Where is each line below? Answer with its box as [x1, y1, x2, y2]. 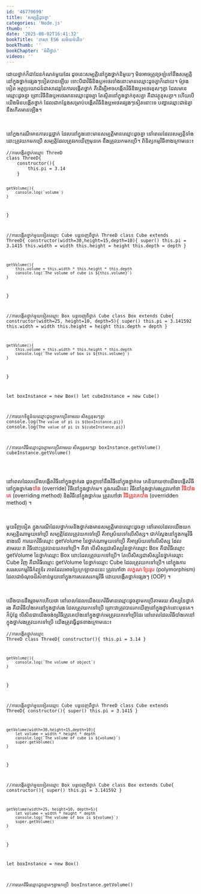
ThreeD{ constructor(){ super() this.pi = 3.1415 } [6, 707, 138, 714]
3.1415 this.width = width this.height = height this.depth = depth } [6, 243, 187, 249]
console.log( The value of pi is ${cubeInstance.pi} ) [6, 424, 126, 430]
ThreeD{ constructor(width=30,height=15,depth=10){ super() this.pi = [6, 238, 187, 244]
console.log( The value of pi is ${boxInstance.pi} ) [6, 418, 124, 425]
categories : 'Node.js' [6, 20, 63, 26]
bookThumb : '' [6, 43, 42, 49]
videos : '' [6, 53, 34, 59]
